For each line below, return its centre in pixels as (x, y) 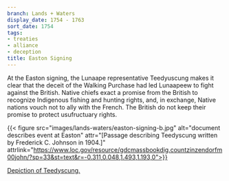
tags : (15, 33)
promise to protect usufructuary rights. (62, 114)
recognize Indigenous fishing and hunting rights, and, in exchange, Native (112, 100)
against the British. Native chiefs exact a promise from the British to (102, 92)
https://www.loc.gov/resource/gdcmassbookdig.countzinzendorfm (128, 149)
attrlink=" (21, 149)
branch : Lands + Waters (41, 13)
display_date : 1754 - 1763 (46, 20)
